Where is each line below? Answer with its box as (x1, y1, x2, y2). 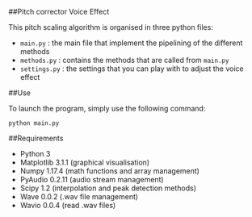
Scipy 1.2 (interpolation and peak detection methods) (19, 183, 196, 193)
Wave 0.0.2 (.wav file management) (19, 192, 139, 201)
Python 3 (19, 149, 51, 158)
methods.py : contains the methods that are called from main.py (19, 56, 229, 65)
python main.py (8, 119, 60, 127)
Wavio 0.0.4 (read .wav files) (19, 201, 116, 210)
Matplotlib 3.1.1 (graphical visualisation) (19, 157, 150, 167)
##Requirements (8, 133, 64, 143)
